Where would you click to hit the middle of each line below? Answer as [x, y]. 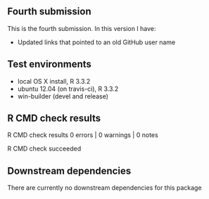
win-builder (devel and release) [63, 96]
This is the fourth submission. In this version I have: [82, 28]
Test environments [49, 64]
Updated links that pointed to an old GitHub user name [96, 42]
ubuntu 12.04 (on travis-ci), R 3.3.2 [68, 89]
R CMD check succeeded [44, 149]
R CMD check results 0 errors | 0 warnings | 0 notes [83, 135]
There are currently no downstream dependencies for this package [104, 188]
